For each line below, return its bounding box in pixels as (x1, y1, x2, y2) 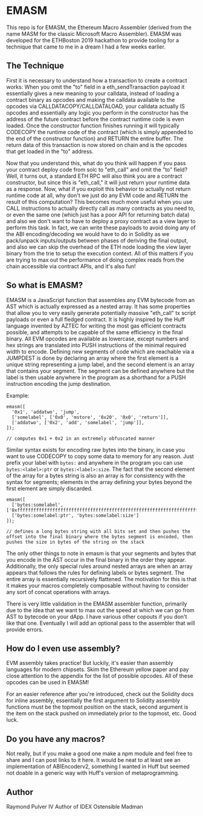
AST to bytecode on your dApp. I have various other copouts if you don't (6, 613, 187, 620)
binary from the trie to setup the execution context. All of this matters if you (6, 249, 194, 257)
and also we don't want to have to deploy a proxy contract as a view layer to (6, 217, 196, 224)
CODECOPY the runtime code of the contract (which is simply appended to (6, 128, 193, 135)
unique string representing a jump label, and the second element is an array (6, 360, 195, 368)
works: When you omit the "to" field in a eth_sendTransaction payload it (6, 83, 185, 90)
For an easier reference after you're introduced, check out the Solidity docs (6, 690, 194, 698)
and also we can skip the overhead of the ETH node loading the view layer (6, 243, 192, 251)
